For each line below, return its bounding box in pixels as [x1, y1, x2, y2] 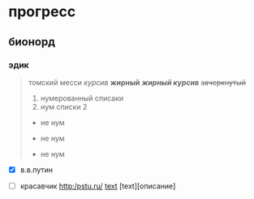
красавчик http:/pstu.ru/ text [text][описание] [19, 181, 176, 191]
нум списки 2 [40, 102, 88, 111]
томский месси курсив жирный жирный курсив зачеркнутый [28, 77, 246, 87]
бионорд [8, 35, 55, 49]
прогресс [8, 2, 76, 21]
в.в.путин [19, 165, 54, 175]
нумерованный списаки [40, 93, 124, 103]
